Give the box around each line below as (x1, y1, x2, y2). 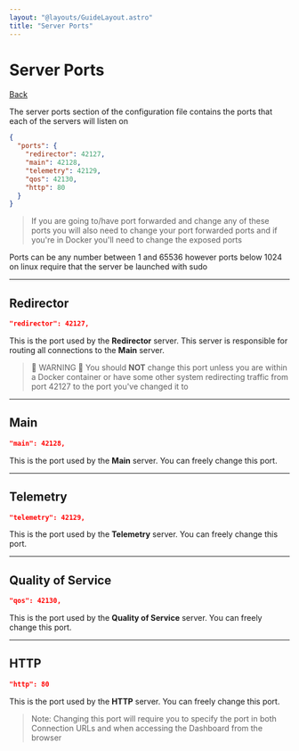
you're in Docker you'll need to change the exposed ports (30, 235, 243, 245)
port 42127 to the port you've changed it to (30, 381, 189, 392)
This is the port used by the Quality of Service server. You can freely (9, 613, 263, 623)
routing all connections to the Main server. (9, 345, 165, 355)
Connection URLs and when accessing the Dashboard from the (30, 722, 263, 733)
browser (30, 732, 62, 743)
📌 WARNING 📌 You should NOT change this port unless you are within (30, 362, 287, 373)
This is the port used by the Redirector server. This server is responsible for (9, 335, 288, 346)
